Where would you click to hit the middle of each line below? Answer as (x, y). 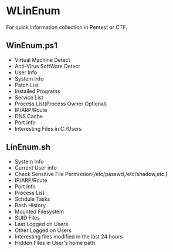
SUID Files (27, 218)
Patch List (27, 85)
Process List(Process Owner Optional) (61, 104)
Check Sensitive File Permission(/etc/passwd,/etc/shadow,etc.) (91, 174)
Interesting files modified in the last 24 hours (69, 236)
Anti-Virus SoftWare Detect (47, 66)
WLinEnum (33, 11)
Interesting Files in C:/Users (48, 128)
